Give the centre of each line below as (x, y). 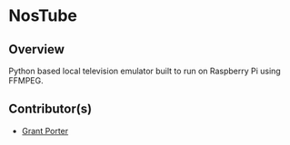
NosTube (43, 16)
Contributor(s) (50, 109)
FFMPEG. (26, 81)
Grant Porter (45, 130)
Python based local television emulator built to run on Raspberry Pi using (145, 71)
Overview (37, 49)
